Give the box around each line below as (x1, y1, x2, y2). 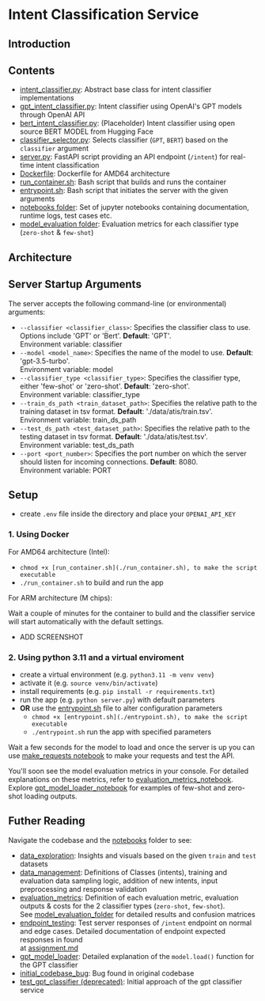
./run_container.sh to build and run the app (19, 578, 164, 587)
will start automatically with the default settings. (8, 616, 165, 626)
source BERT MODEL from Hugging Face (19, 127, 154, 136)
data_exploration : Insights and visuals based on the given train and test (19, 851, 257, 860)
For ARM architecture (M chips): (8, 593, 113, 602)
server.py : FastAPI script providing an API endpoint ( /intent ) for (19, 152, 229, 161)
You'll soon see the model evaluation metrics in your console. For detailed (8, 766, 249, 775)
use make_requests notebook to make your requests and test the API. (8, 751, 235, 760)
